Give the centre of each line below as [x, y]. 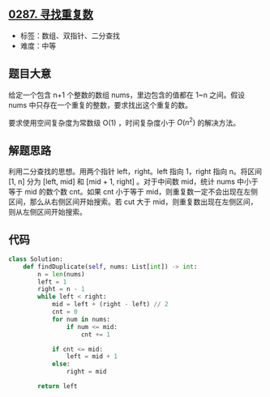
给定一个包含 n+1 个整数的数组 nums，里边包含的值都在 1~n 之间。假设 [127, 95]
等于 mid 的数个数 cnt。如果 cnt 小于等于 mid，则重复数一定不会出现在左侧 [133, 192]
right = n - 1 [61, 289]
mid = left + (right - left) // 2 [110, 305]
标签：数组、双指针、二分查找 [70, 36]
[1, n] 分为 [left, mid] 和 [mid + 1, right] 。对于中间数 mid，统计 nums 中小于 [133, 181]
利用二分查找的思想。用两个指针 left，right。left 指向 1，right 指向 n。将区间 [135, 172]
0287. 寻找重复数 [51, 15]
